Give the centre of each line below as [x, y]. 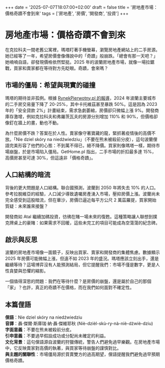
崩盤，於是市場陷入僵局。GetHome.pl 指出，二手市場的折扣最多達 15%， [83, 151]
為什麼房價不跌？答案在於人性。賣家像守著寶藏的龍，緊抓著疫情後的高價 [78, 133]
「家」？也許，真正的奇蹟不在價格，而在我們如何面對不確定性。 [69, 288]
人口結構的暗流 [28, 175]
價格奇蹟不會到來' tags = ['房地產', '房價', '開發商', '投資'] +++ [67, 13]
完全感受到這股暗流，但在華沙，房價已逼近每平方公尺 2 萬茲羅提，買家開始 [81, 200]
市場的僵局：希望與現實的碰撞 [50, 85]
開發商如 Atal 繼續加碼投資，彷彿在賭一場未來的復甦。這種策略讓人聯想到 [79, 216]
